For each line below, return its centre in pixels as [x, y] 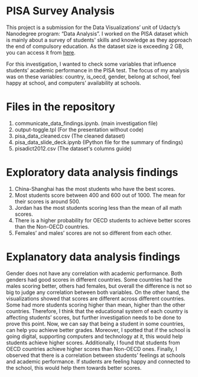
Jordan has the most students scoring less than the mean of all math [98, 207]
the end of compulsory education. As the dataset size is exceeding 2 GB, [95, 46]
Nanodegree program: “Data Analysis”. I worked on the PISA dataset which [97, 33]
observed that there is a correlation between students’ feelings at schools [96, 355]
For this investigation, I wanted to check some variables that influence [91, 64]
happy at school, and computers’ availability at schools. [74, 83]
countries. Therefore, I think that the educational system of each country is [97, 311]
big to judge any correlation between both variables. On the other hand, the [98, 292]
